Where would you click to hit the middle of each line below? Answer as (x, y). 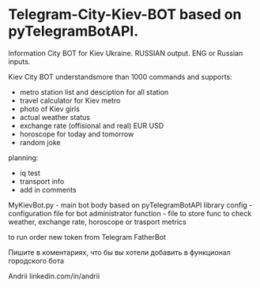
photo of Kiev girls (50, 109)
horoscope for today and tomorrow (77, 134)
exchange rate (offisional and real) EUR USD (92, 125)
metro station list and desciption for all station (94, 92)
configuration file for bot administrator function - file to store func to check (130, 213)
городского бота (36, 260)
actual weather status (55, 117)
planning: (23, 157)
